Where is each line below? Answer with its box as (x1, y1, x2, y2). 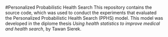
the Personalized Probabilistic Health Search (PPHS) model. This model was (5, 15, 163, 21)
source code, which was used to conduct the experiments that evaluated (5, 10, 157, 16)
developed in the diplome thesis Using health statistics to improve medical (5, 20, 160, 26)
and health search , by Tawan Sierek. (5, 26, 82, 32)
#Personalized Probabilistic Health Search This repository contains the (5, 5, 152, 10)
